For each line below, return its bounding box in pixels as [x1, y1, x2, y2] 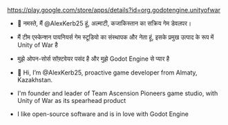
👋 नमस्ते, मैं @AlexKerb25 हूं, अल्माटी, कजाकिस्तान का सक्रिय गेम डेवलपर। [17, 19, 192, 27]
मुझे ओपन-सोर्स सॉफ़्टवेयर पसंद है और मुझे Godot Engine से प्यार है [17, 55, 170, 63]
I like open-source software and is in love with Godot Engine [17, 110, 189, 118]
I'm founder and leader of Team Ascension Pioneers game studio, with [17, 89, 218, 97]
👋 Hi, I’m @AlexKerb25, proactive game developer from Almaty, [17, 68, 198, 77]
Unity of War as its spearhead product [17, 97, 126, 104]
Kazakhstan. [17, 76, 53, 84]
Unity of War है [17, 41, 59, 49]
